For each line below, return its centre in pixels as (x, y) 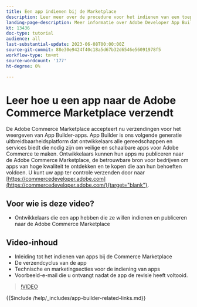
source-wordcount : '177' (36, 60)
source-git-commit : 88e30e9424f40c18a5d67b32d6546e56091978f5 (84, 50)
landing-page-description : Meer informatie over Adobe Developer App (93, 22)
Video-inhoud (32, 242)
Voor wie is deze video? (50, 203)
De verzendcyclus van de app (50, 262)
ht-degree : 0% (23, 66)
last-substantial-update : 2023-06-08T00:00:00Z (65, 45)
